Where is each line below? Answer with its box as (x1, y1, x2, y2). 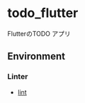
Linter (7, 72, 28, 82)
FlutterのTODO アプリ (7, 29, 71, 38)
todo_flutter (7, 5, 79, 21)
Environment (7, 50, 66, 63)
